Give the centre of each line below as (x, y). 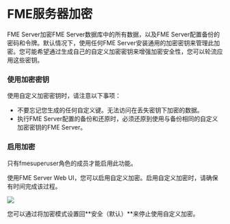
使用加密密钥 (28, 79)
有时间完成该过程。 (34, 186)
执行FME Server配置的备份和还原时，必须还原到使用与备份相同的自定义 (117, 119)
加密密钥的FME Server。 (52, 127)
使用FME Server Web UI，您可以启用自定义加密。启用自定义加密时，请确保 (113, 177)
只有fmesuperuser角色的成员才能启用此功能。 (72, 163)
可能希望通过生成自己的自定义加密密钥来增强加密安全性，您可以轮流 (121, 51)
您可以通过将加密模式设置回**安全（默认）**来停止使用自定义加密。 (103, 214)
